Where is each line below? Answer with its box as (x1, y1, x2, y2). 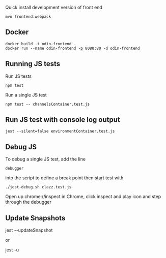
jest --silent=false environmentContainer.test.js (5, 129, 115, 134)
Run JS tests (5, 73, 32, 79)
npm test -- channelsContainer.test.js (5, 102, 90, 107)
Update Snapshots (5, 213, 66, 222)
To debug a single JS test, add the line (5, 156, 86, 162)
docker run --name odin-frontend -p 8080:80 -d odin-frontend (5, 46, 140, 51)
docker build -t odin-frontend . (5, 41, 76, 46)
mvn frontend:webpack (5, 14, 51, 19)
